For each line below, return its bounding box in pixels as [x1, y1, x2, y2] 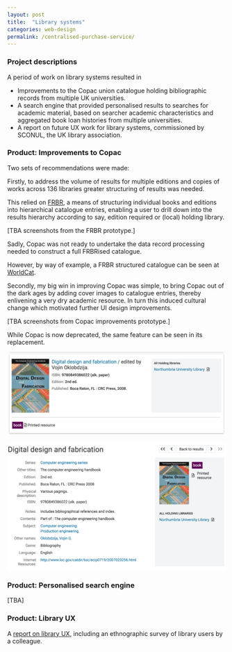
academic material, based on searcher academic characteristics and [17, 108, 214, 117]
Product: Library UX [7, 614, 76, 624]
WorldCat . [7, 268, 36, 276]
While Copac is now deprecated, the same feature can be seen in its [7, 330, 203, 339]
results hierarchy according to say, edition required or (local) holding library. [7, 213, 225, 221]
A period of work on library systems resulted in [7, 73, 142, 81]
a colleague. [7, 637, 43, 645]
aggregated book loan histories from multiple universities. [17, 115, 183, 124]
